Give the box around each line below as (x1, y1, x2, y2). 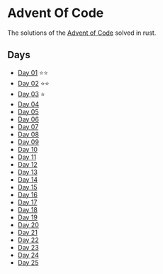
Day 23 (17, 243, 39, 251)
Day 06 (17, 115, 39, 124)
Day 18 (17, 205, 38, 214)
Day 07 (17, 122, 39, 131)
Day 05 (17, 107, 39, 116)
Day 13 (17, 168, 38, 176)
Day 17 (17, 197, 38, 207)
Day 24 (17, 251, 39, 259)
